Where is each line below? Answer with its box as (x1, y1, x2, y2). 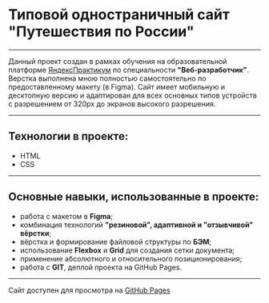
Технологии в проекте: (8, 130, 129, 143)
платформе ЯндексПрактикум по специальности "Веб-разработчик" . (8, 65, 250, 74)
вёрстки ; (19, 228, 52, 237)
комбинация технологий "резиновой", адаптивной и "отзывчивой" (19, 220, 254, 229)
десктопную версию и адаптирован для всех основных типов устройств (8, 90, 258, 100)
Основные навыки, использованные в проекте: (8, 190, 259, 204)
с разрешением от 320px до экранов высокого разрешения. (8, 98, 216, 109)
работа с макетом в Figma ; (19, 211, 114, 221)
